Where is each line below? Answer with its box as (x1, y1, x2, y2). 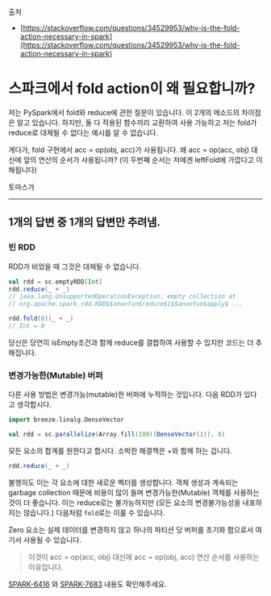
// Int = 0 (8, 322, 45, 330)
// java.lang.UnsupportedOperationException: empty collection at (8, 292, 236, 300)
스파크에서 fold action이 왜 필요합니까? (8, 80, 256, 98)
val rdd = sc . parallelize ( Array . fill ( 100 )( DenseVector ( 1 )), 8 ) (8, 430, 226, 439)
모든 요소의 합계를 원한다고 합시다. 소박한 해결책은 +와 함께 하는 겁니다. (8, 445, 232, 455)
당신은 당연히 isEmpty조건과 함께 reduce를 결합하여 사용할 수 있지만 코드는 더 (8, 337, 254, 347)
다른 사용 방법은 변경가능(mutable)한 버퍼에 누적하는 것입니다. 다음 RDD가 (8, 390, 243, 399)
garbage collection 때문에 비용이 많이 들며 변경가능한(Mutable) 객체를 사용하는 (8, 487, 260, 497)
